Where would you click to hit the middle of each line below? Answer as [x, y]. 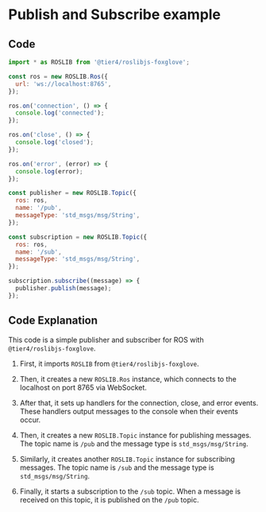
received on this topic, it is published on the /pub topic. [109, 499]
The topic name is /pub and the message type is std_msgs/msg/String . [134, 444]
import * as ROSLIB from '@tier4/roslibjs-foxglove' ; [99, 62]
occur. [30, 420]
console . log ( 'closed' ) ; [54, 142]
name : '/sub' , [39, 252]
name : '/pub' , [39, 208]
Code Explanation [53, 321]
